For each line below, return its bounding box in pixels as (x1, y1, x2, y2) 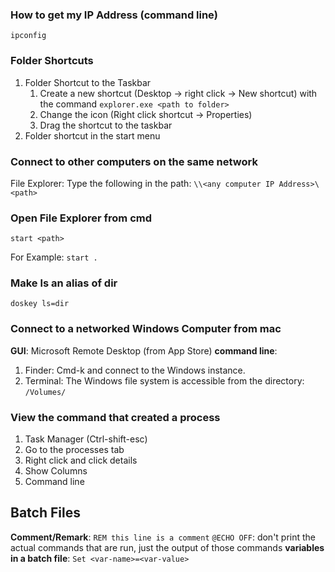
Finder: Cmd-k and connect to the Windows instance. (24, 364, 246, 376)
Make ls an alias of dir (10, 276, 118, 290)
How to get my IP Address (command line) (10, 8, 218, 22)
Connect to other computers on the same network (10, 154, 258, 168)
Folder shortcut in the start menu (24, 129, 161, 142)
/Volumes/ (24, 387, 67, 397)
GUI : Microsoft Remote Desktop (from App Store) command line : (10, 344, 278, 357)
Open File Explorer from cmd (10, 211, 153, 225)
